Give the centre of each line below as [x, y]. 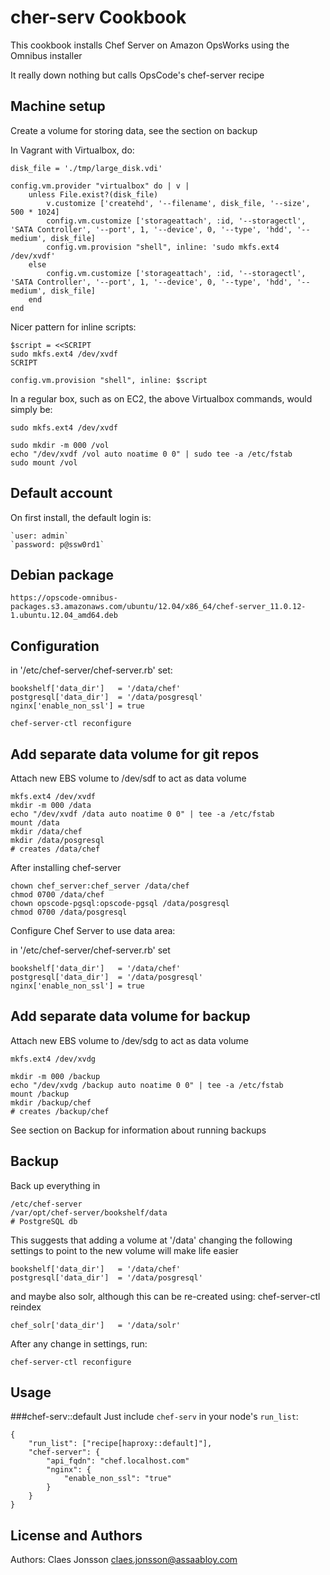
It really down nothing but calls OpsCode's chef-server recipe [137, 75]
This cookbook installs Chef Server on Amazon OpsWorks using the [150, 45]
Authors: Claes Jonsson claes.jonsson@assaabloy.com [124, 1560]
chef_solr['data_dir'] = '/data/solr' [96, 1325]
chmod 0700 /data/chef [57, 895]
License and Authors [76, 1535]
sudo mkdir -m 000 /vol [60, 445]
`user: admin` [40, 536]
